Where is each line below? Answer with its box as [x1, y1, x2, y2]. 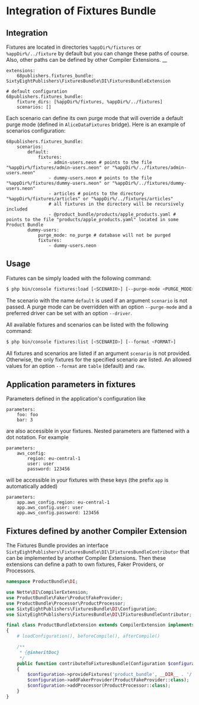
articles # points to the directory [53, 191, 145, 197]
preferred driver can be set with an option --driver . [6, 309, 132, 316]
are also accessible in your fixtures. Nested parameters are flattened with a [6, 427, 190, 435]
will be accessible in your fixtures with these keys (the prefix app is [6, 477, 169, 484]
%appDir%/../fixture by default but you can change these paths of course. [6, 50, 190, 57]
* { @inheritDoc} [19, 649, 60, 655]
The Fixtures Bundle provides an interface [6, 542, 109, 549]
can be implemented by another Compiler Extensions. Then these [6, 555, 166, 562]
